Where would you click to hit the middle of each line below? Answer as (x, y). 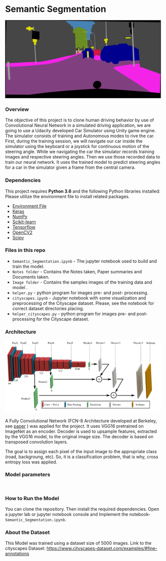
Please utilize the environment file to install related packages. (67, 196)
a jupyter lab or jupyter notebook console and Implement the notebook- (78, 514)
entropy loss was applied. (31, 462)
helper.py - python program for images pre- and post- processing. (80, 293)
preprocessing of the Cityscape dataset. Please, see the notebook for (83, 303)
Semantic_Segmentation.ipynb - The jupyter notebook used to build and (84, 261)
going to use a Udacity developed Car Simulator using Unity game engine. (81, 131)
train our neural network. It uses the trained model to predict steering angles (83, 162)
